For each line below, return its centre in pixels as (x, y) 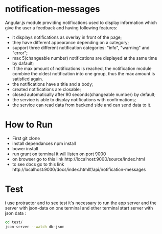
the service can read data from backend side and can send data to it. (82, 105)
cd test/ (14, 222)
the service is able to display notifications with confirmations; (74, 99)
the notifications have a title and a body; (53, 84)
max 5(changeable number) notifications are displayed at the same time (85, 58)
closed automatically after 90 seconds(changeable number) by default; (84, 94)
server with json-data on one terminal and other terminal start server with (79, 208)
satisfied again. (27, 79)
